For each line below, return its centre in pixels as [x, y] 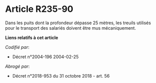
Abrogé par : [17, 66]
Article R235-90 [39, 9]
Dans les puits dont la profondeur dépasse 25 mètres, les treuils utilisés [78, 23]
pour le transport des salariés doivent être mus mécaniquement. [71, 28]
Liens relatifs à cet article [32, 38]
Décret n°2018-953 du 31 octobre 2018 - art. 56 [61, 76]
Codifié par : [17, 47]
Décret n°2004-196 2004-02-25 [45, 57]
